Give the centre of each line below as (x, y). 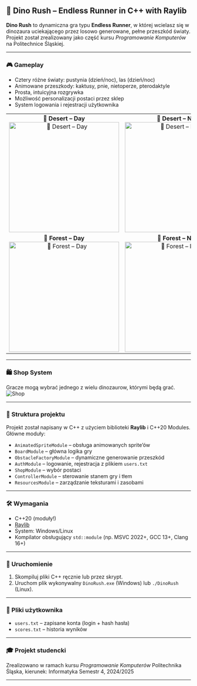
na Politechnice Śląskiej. (35, 43)
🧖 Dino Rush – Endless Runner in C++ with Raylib (96, 11)
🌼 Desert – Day (64, 119)
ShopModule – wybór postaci (48, 470)
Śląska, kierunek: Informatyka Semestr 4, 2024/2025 (70, 671)
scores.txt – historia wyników (51, 629)
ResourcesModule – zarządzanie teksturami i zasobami (79, 482)
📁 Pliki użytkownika (35, 610)
